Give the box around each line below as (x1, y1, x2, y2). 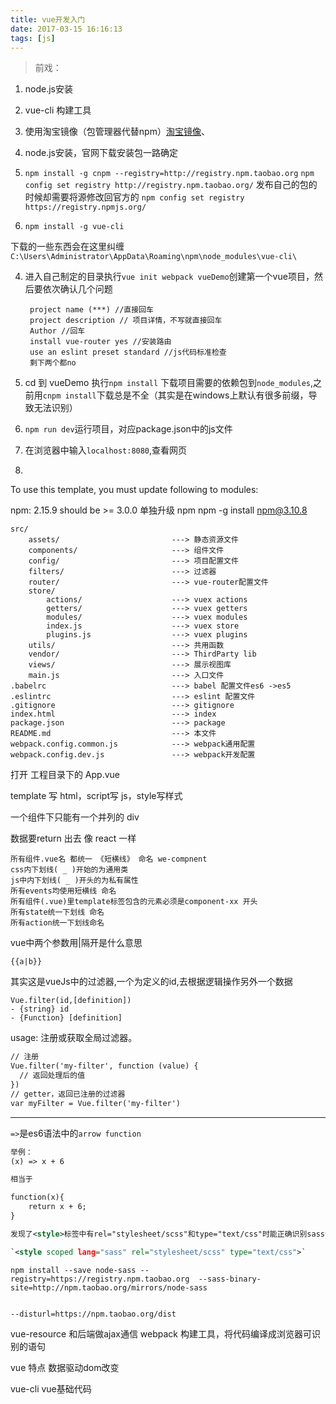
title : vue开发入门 (10, 14, 86, 25)
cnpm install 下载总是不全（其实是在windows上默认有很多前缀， (42, 389, 309, 401)
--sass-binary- (198, 1274, 262, 1284)
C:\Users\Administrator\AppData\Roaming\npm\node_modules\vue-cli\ (10, 252, 298, 262)
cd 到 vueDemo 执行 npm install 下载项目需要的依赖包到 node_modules (24, 377, 312, 389)
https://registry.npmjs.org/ (24, 202, 147, 213)
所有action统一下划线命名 (10, 918, 105, 928)
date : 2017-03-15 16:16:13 (10, 24, 123, 34)
